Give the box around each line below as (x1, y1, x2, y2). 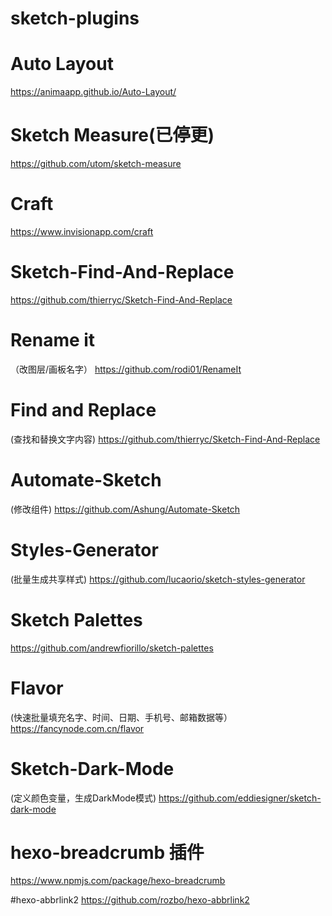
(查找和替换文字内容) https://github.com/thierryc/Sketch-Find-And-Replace (10, 433, 321, 445)
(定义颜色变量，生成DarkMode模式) (10, 792, 157, 804)
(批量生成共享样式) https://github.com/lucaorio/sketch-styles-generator (10, 573, 306, 585)
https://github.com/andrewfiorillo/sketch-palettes (10, 642, 214, 654)
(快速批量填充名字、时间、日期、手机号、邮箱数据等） (10, 711, 233, 723)
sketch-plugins (10, 7, 140, 30)
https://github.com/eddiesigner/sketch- (158, 792, 322, 804)
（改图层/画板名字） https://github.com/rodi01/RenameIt (10, 363, 242, 375)
